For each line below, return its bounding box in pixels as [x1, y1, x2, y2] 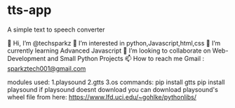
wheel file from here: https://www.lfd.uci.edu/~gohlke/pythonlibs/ [7, 93, 197, 101]
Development [7, 54, 46, 62]
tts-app [7, 2, 52, 18]
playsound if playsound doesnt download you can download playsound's [7, 85, 219, 93]
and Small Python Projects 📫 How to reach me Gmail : [47, 54, 205, 62]
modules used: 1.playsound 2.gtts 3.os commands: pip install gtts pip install [7, 78, 225, 86]
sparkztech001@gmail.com [7, 64, 86, 72]
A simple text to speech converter [7, 25, 105, 34]
